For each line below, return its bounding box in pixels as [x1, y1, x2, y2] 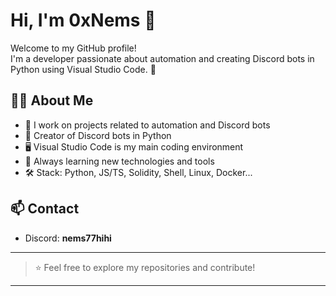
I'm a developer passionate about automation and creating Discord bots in [10, 52, 315, 64]
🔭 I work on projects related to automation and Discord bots [24, 119, 271, 131]
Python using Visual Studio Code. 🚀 [10, 63, 157, 75]
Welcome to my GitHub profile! [10, 42, 137, 54]
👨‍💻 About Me [10, 92, 94, 109]
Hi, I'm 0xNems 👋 [10, 9, 157, 32]
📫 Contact [10, 200, 80, 218]
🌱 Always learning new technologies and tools [24, 155, 215, 167]
